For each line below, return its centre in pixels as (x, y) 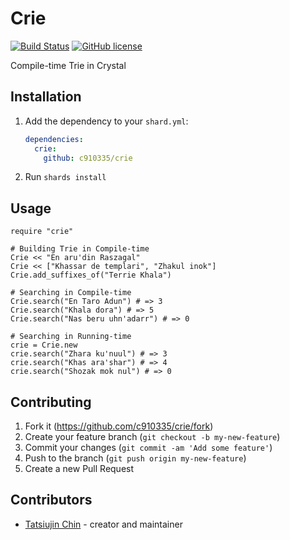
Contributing (51, 402)
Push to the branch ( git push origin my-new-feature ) (135, 458)
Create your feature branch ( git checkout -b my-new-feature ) (152, 436)
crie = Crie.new (44, 345)
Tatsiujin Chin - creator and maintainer (103, 524)
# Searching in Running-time (71, 337)
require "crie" (42, 232)
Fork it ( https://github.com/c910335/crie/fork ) (119, 426)
